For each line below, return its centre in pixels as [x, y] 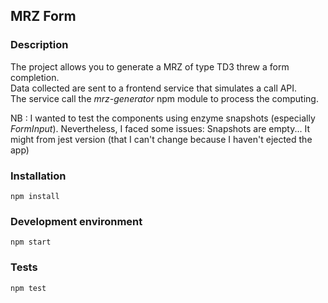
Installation [38, 176]
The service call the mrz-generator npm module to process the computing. [164, 98]
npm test [28, 288]
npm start [31, 242]
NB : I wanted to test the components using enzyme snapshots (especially [163, 118]
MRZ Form [43, 16]
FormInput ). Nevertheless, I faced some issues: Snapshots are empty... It [160, 128]
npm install [35, 196]
